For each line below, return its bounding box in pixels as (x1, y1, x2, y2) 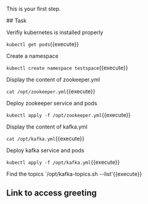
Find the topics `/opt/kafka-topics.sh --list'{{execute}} (6, 171, 142, 177)
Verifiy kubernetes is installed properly (6, 29, 104, 36)
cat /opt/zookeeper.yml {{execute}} (6, 88, 96, 95)
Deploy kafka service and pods (6, 147, 85, 154)
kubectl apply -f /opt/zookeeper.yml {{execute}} (6, 111, 131, 118)
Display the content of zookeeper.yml (6, 76, 100, 83)
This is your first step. (6, 5, 61, 12)
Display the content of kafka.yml (6, 123, 88, 130)
